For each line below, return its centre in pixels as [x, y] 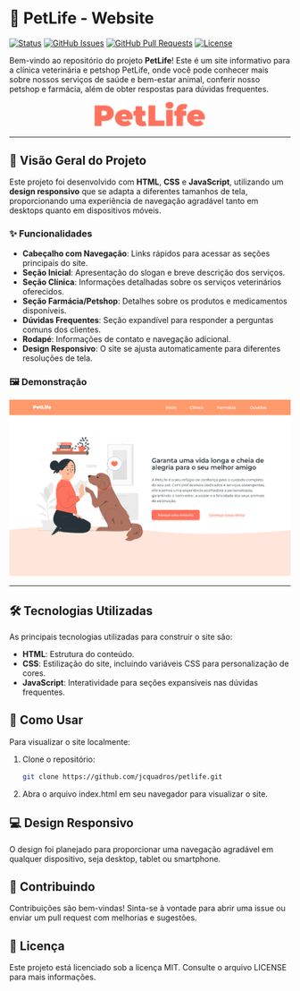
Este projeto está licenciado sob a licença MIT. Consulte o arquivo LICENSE [148, 968]
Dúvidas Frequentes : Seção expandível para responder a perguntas [148, 320]
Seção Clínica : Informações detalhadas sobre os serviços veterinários [151, 282]
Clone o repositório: [58, 759]
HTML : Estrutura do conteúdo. [78, 654]
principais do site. [55, 262]
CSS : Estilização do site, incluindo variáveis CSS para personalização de [155, 664]
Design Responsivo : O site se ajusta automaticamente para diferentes [151, 348]
